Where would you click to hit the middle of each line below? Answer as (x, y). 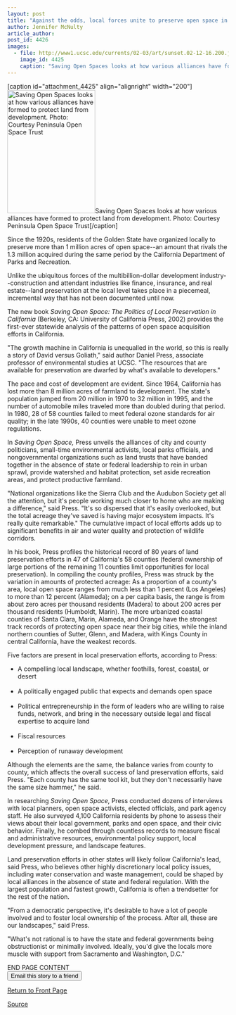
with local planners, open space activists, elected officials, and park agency (117, 808)
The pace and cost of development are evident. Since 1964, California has (114, 384)
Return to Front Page (37, 990)
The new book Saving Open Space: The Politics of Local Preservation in (112, 311)
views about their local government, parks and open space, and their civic (114, 823)
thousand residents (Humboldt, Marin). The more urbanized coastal (105, 611)
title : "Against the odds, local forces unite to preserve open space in (118, 20)
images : (19, 46)
